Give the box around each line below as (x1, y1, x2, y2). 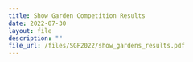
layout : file (8, 27, 52, 35)
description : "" (8, 34, 63, 43)
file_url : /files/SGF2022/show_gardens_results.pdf (8, 42, 185, 50)
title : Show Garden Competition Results (8, 11, 146, 20)
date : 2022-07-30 (8, 19, 67, 27)
